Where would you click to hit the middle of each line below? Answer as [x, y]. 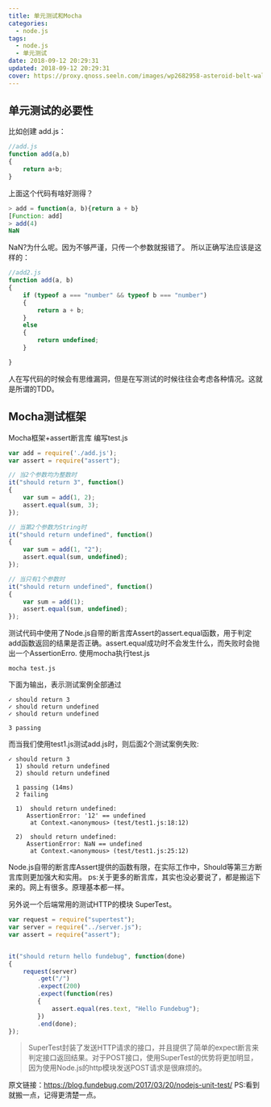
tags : [17, 38]
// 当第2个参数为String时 [48, 527]
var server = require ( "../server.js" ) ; [75, 927]
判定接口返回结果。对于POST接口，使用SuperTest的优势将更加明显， [143, 1058]
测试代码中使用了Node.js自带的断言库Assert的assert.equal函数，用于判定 [130, 633]
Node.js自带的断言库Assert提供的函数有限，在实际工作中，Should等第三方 [132, 867]
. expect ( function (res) [75, 994]
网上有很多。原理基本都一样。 [79, 888]
